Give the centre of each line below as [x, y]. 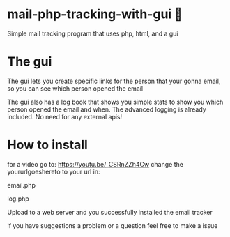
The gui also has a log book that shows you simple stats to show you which [115, 102]
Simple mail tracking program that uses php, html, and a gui [93, 33]
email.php [22, 185]
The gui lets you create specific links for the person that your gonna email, [114, 81]
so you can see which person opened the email [75, 88]
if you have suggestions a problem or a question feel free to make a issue [113, 225]
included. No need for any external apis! [65, 116]
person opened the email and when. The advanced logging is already [107, 109]
